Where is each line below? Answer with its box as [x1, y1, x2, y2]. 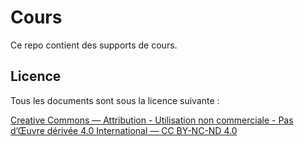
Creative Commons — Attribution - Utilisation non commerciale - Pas [10, 114, 294, 126]
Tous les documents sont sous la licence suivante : [10, 94, 220, 106]
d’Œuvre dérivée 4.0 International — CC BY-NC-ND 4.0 [10, 124, 238, 136]
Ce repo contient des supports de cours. [10, 39, 178, 51]
